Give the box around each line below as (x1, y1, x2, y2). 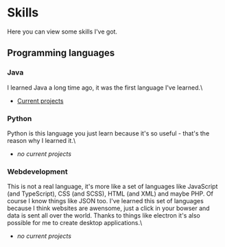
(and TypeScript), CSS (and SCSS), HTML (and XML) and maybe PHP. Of (7, 190, 214, 198)
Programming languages (7, 47, 115, 59)
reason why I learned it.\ (7, 136, 76, 144)
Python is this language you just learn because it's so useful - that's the (7, 129, 210, 138)
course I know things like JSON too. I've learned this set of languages (7, 197, 204, 205)
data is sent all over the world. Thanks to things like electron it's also (7, 211, 200, 220)
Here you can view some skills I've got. (7, 27, 118, 36)
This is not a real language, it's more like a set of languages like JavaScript (7, 183, 218, 191)
